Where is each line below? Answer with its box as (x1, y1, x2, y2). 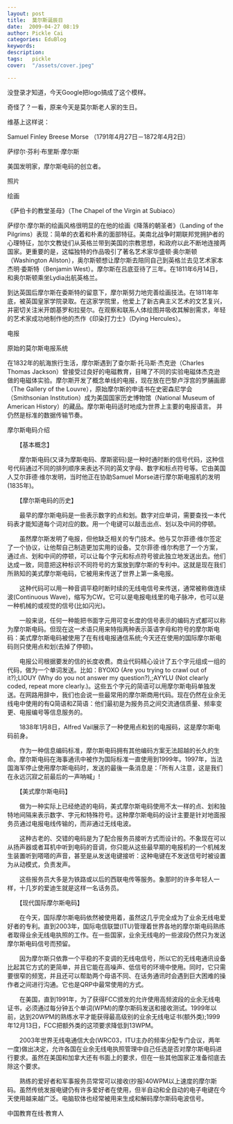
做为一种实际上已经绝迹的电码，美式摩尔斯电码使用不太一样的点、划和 (19, 802, 220, 810)
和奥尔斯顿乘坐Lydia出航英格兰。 (7, 273, 102, 282)
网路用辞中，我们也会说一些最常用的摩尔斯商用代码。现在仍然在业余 (25, 690, 220, 699)
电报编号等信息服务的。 (19, 708, 87, 716)
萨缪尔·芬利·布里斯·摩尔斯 (7, 147, 80, 155)
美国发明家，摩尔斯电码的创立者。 (7, 161, 105, 171)
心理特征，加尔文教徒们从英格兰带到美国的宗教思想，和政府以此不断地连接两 (7, 238, 226, 247)
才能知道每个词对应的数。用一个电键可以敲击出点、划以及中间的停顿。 (19, 519, 220, 528)
